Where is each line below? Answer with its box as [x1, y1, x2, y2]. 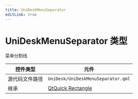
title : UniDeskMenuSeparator [5, 7, 66, 13]
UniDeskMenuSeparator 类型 [5, 35, 128, 47]
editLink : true [5, 12, 37, 17]
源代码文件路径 [8, 76, 44, 83]
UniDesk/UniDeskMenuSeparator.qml [48, 76, 130, 82]
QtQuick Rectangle [48, 85, 92, 92]
